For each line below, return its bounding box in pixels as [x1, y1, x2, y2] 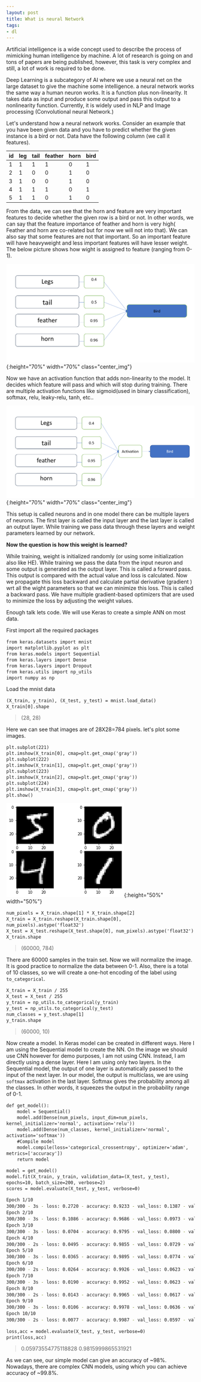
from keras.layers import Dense [6, 657, 87, 663]
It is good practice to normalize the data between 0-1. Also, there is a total [6, 963, 188, 970]
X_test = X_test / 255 [6, 994, 63, 1000]
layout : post [6, 10, 39, 16]
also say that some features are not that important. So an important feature [6, 233, 191, 240]
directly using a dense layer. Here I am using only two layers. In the [6, 1059, 172, 1066]
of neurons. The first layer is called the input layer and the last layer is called [6, 517, 194, 524]
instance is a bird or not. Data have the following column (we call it [6, 132, 170, 140]
